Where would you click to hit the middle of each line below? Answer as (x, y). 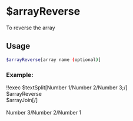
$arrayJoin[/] (22, 100)
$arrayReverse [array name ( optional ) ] (54, 60)
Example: (20, 75)
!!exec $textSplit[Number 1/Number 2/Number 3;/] (67, 88)
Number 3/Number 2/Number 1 (44, 112)
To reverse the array (31, 28)
